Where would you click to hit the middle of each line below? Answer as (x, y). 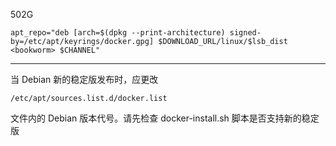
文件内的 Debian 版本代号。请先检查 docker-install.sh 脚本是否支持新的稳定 (165, 118)
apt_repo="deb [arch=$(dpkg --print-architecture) (118, 33)
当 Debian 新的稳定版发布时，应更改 (84, 79)
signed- (245, 33)
